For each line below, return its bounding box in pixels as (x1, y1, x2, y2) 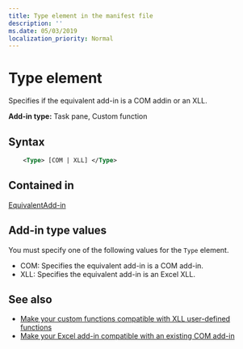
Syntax (8, 135, 45, 149)
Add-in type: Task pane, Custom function (8, 111, 148, 121)
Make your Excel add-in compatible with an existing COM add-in (19, 331, 236, 341)
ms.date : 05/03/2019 (8, 27, 78, 35)
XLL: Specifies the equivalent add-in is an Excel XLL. (19, 269, 196, 279)
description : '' (8, 19, 63, 27)
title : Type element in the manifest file (8, 11, 153, 20)
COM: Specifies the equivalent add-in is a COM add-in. (19, 260, 204, 271)
